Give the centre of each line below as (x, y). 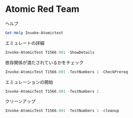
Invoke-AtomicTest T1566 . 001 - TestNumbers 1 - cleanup (62, 111)
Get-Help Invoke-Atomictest (34, 33)
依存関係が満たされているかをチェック (44, 62)
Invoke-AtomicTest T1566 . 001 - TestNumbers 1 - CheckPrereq (66, 72)
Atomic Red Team (42, 9)
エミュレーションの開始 (29, 82)
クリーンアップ (20, 101)
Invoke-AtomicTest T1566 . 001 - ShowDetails (50, 52)
